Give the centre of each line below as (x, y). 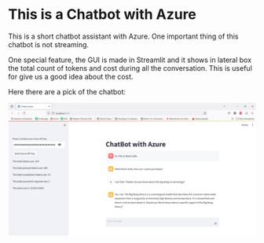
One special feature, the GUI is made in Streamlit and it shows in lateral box (130, 60)
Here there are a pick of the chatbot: (67, 91)
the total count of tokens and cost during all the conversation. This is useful (130, 68)
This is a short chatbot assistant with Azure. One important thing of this (123, 36)
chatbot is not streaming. (48, 44)
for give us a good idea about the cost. (71, 76)
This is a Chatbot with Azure (102, 15)
